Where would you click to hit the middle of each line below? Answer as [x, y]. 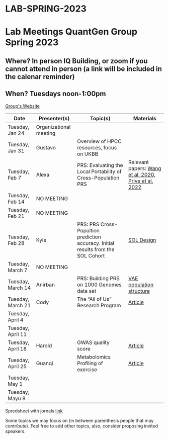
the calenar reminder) [40, 77]
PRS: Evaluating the [100, 165]
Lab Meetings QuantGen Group [71, 32]
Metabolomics [94, 357]
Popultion [88, 230]
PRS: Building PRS [98, 278]
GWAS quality [93, 342]
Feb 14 [16, 202]
